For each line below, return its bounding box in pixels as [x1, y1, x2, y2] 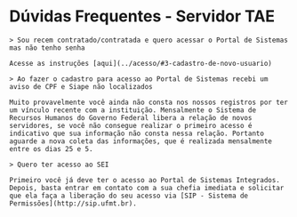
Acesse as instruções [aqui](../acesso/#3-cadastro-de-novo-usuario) [9, 59, 273, 68]
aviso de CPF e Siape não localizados [9, 82, 153, 91]
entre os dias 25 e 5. [9, 144, 93, 153]
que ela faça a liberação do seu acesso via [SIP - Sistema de [9, 191, 249, 200]
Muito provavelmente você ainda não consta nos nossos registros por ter [9, 98, 289, 107]
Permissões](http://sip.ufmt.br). [9, 198, 138, 208]
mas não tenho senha [9, 43, 86, 52]
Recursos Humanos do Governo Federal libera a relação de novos [9, 113, 253, 122]
